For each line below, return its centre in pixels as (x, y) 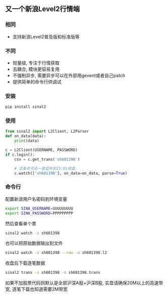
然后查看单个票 (21, 223)
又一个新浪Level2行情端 (42, 9)
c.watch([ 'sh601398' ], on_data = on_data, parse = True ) (71, 173)
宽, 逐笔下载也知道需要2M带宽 (37, 289)
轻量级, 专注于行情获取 (36, 63)
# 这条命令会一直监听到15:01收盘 (45, 168)
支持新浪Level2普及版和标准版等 (46, 36)
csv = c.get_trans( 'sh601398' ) (47, 159)
